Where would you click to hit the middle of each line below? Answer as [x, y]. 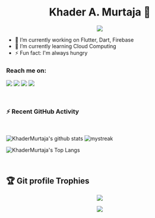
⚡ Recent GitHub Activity [42, 111]
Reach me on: [26, 70]
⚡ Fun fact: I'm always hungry [51, 52]
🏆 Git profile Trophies [48, 181]
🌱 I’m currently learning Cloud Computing [66, 46]
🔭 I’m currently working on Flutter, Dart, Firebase [74, 40]
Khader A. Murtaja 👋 [100, 12]
